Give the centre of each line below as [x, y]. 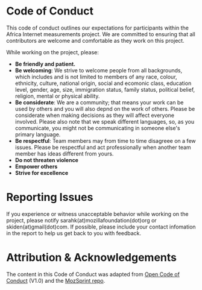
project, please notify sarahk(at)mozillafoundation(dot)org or [81, 220]
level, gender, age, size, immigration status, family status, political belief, [105, 89]
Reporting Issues [50, 197]
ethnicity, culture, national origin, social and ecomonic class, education [103, 83]
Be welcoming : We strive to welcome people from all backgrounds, [99, 70]
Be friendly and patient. [45, 64]
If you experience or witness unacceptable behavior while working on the [97, 214]
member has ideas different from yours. [64, 153]
